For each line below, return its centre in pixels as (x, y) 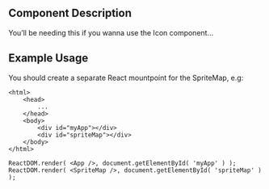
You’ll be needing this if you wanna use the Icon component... (111, 32)
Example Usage (48, 59)
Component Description (70, 13)
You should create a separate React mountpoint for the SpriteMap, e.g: (126, 78)
